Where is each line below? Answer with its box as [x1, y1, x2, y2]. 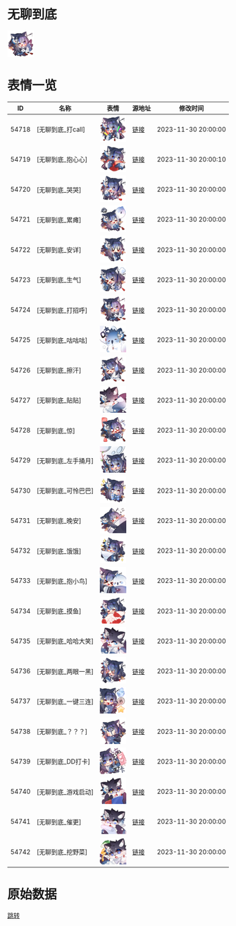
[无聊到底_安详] [36, 246, 82, 254]
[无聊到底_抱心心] [36, 155, 88, 164]
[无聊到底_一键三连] [36, 697, 94, 706]
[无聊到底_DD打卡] [36, 757, 90, 766]
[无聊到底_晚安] [36, 517, 82, 525]
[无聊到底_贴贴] [36, 396, 82, 404]
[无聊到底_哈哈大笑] [36, 637, 94, 646]
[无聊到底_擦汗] [36, 366, 82, 375]
